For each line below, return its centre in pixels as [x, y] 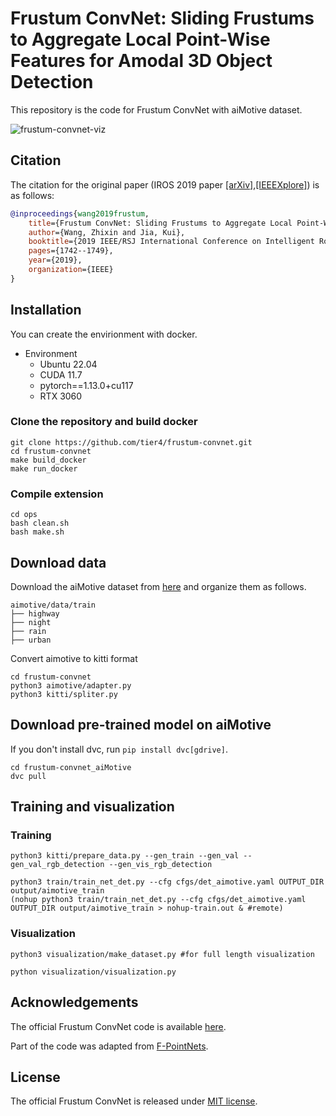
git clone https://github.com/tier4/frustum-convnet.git [131, 442]
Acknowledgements [74, 1002]
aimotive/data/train [53, 605]
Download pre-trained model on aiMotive [141, 725]
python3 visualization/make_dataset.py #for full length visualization [162, 954]
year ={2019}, [55, 260]
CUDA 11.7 [61, 374]
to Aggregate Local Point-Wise [140, 39]
